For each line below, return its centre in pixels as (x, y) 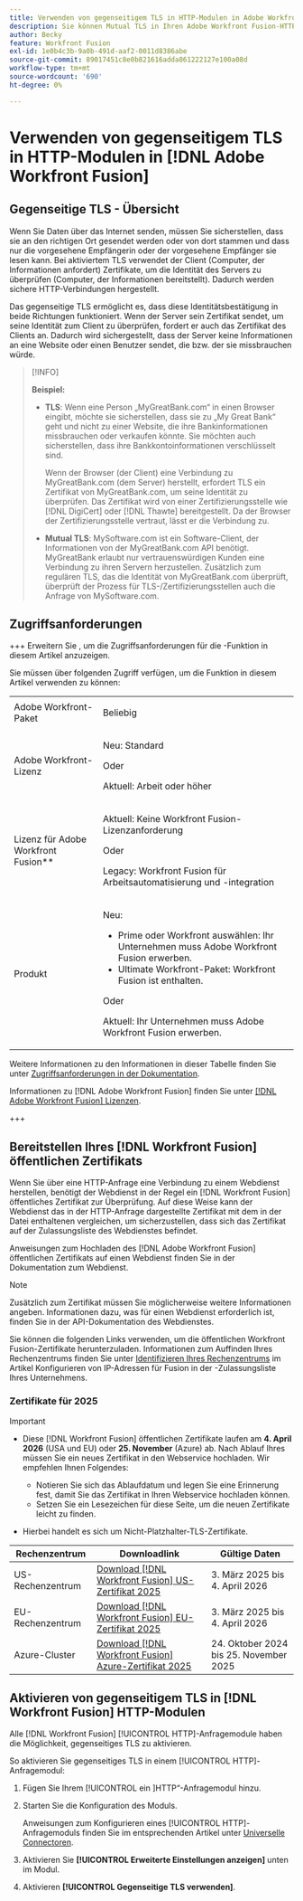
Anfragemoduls (51, 1833)
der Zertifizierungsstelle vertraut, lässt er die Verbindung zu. (157, 520)
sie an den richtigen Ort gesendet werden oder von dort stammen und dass (150, 241)
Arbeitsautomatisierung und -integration (188, 883)
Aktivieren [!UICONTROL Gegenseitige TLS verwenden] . (129, 1887)
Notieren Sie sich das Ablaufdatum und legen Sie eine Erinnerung (157, 1485)
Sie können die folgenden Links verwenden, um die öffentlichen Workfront (147, 1339)
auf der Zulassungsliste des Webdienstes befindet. (104, 1231)
